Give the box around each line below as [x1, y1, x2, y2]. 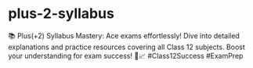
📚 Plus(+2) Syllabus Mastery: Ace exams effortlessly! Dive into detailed [8, 30, 240, 40]
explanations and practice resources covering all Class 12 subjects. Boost [8, 42, 245, 52]
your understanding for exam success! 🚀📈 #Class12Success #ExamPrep [8, 51, 244, 60]
